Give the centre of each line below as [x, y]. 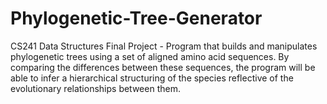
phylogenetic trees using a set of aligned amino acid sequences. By [150, 56]
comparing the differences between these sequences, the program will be [163, 67]
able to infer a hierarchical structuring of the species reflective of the [152, 78]
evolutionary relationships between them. [95, 88]
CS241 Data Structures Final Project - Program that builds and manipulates [164, 46]
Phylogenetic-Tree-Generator [136, 18]
